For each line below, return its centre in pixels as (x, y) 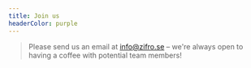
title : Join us (34, 16)
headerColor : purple (43, 23)
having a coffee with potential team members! (105, 55)
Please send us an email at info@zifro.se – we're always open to (136, 46)
